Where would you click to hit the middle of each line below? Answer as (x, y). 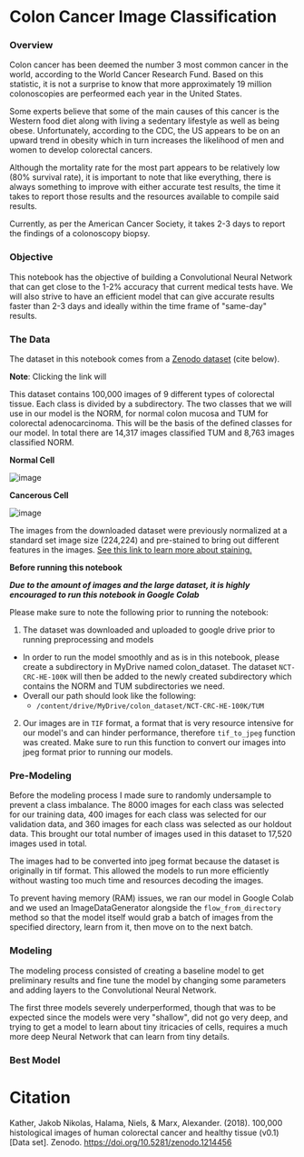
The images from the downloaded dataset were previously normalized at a (148, 531)
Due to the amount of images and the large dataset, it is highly (130, 585)
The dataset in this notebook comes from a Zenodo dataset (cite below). (144, 359)
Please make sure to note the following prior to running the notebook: (139, 613)
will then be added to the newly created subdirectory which (181, 677)
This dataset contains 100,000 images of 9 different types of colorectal (142, 394)
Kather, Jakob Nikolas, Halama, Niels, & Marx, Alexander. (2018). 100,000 (146, 1122)
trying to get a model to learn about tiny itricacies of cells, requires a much (149, 1027)
